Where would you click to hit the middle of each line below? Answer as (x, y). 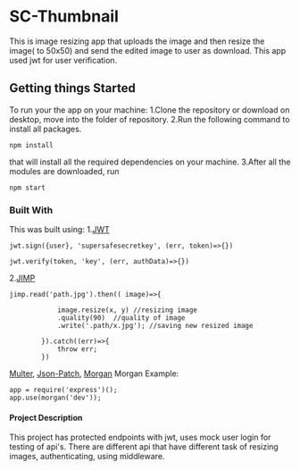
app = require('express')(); (63, 390)
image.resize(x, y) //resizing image (127, 310)
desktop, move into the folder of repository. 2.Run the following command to (150, 119)
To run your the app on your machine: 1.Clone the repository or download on (150, 110)
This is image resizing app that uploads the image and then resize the (137, 41)
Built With (31, 210)
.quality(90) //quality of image (121, 318)
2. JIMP (22, 278)
